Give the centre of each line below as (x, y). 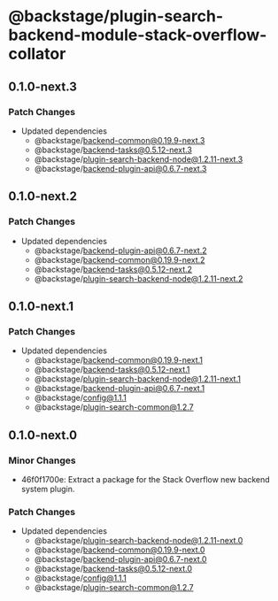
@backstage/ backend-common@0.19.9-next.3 (120, 140)
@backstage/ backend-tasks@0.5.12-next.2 (113, 269)
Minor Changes (42, 460)
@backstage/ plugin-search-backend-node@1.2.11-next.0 (139, 541)
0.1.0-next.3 (42, 86)
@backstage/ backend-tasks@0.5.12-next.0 (113, 569)
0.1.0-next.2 (42, 196)
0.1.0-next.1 (41, 306)
